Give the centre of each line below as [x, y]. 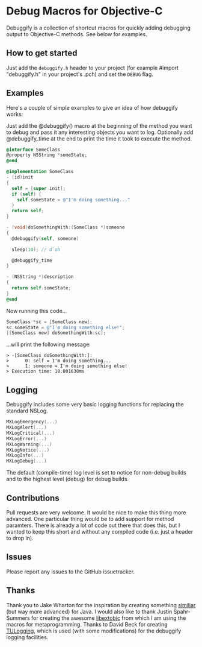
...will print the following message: [49, 344]
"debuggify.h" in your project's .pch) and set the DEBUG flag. [80, 74]
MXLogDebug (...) [26, 461]
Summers [18, 618]
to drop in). [20, 538]
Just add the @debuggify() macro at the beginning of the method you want [99, 125]
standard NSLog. [27, 411]
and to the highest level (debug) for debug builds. [68, 479]
